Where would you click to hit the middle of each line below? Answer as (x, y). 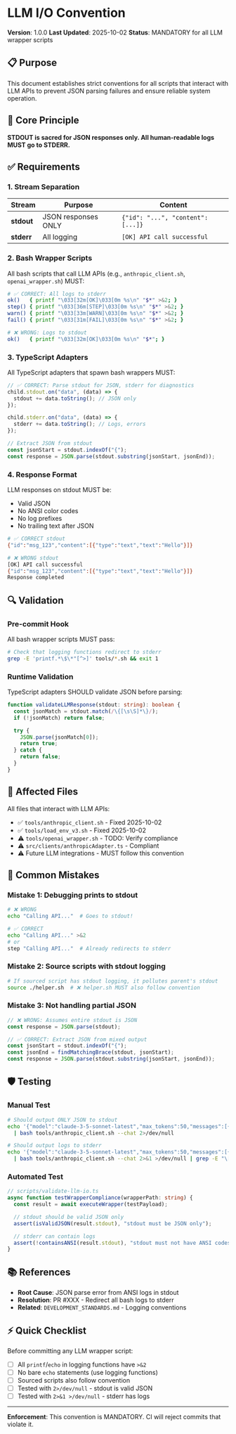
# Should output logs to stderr (54, 1146)
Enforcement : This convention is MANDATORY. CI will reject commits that (114, 1417)
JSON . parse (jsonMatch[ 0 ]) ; (59, 737)
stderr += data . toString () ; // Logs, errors (80, 424)
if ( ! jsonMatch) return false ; (59, 718)
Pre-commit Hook (38, 624)
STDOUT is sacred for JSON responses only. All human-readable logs (111, 137)
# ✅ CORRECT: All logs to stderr (57, 294)
